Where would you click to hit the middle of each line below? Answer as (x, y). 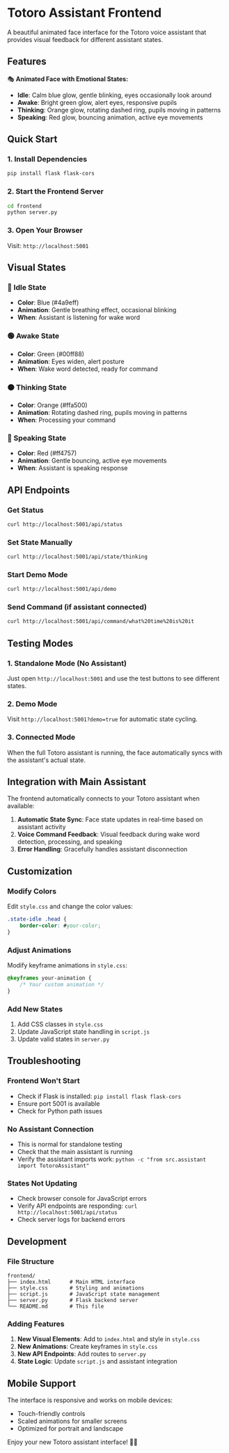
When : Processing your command (66, 420)
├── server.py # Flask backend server (73, 1300)
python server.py (32, 212)
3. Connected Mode (41, 737)
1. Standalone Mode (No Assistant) (67, 663)
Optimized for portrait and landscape (70, 1429)
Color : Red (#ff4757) (47, 453)
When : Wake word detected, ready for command (87, 369)
